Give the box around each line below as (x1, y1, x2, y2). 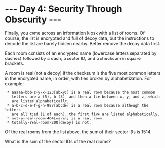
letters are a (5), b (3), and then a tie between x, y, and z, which (11, 94, 160, 99)
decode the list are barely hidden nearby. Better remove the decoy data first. (5, 40, 161, 46)
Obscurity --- (5, 14, 62, 25)
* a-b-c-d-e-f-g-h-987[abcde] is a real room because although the (7, 103, 149, 108)
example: (5, 80, 24, 87)
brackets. (5, 60, 25, 66)
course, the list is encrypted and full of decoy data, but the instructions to (5, 35, 154, 41)
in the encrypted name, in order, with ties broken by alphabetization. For (5, 75, 151, 81)
